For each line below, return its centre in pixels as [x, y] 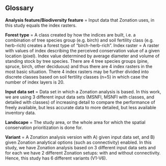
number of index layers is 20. [35, 82]
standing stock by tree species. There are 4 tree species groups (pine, [77, 61]
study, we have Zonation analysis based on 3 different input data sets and [81, 147]
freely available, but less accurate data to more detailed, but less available [81, 107]
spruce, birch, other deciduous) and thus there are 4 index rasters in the [79, 66]
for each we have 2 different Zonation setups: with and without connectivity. [83, 153]
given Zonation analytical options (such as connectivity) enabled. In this [79, 142]
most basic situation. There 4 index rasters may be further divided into [77, 72]
